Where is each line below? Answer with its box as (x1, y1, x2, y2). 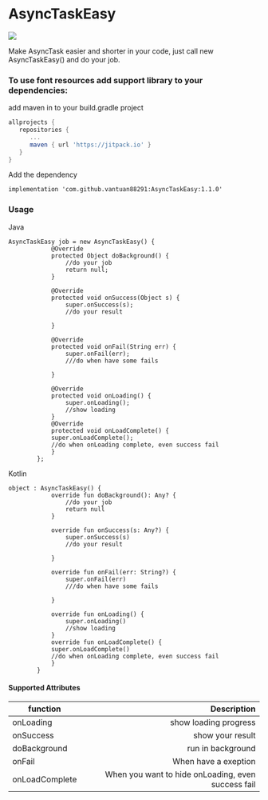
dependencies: (8, 85, 68, 96)
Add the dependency (8, 170, 78, 180)
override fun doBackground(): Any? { (50, 491, 177, 499)
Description (210, 703, 256, 714)
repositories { (18, 126, 69, 134)
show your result (193, 730, 256, 741)
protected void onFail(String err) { (50, 342, 177, 350)
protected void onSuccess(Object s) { (50, 294, 180, 302)
